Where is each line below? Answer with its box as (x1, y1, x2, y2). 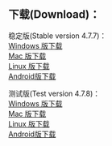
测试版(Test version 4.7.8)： (8, 88, 101, 98)
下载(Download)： (8, 7, 101, 22)
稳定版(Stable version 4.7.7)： (8, 31, 107, 41)
